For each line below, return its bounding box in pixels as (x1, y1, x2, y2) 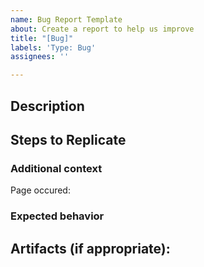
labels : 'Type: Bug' (10, 42, 97, 53)
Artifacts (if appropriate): (10, 240, 171, 257)
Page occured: (10, 184, 71, 196)
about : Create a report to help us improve (10, 24, 195, 34)
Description (10, 97, 85, 115)
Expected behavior (10, 209, 105, 223)
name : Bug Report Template (10, 14, 123, 25)
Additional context (10, 161, 103, 175)
